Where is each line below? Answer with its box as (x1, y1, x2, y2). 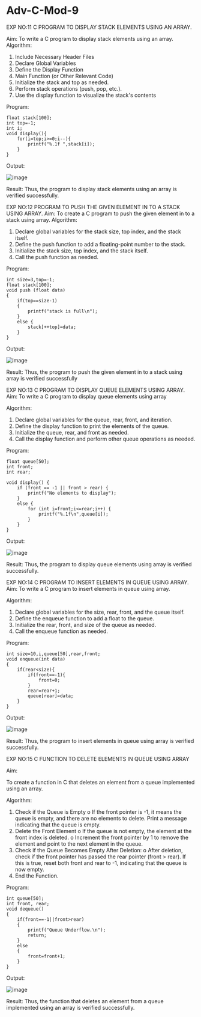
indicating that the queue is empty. (14, 821, 101, 828)
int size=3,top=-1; (6, 276, 55, 282)
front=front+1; (28, 953, 66, 959)
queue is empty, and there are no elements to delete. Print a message (14, 814, 187, 822)
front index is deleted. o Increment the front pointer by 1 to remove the (14, 834, 189, 841)
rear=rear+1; (28, 688, 61, 694)
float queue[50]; (6, 458, 50, 465)
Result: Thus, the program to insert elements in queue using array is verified (6, 737, 194, 744)
